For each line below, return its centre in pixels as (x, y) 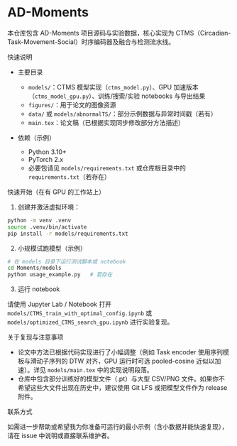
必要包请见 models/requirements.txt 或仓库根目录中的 (107, 168)
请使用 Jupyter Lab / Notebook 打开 (60, 304)
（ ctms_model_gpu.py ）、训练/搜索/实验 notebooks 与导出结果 (117, 96)
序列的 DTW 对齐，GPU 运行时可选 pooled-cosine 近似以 (132, 361)
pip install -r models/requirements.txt (68, 234)
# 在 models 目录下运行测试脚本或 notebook (67, 261)
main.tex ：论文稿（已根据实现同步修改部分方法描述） (106, 122)
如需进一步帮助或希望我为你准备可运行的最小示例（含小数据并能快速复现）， (118, 427)
